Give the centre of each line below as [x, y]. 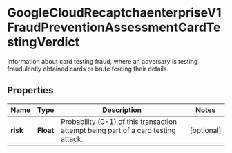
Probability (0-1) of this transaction [119, 121]
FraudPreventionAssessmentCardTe [114, 27]
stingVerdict [43, 42]
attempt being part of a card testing [118, 130]
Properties [30, 90]
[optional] [205, 130]
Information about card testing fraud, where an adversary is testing [103, 61]
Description [122, 110]
